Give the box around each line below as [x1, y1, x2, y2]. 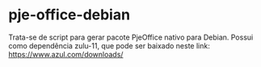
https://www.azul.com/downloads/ [8, 49, 124, 59]
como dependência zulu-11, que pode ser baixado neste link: [8, 40, 210, 50]
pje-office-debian [8, 6, 131, 24]
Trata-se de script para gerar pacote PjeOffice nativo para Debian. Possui [8, 32, 254, 42]
